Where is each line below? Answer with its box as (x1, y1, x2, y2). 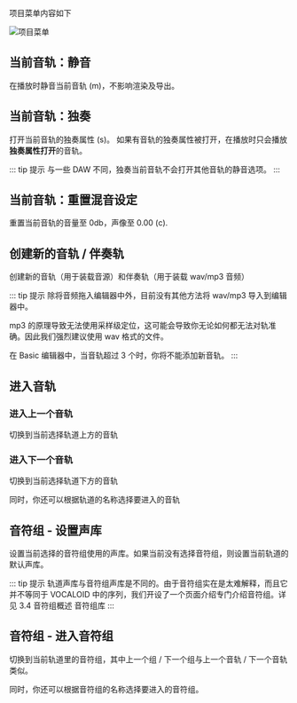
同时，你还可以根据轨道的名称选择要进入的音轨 (9, 494, 180, 505)
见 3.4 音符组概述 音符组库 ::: (9, 600, 115, 611)
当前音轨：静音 (9, 55, 91, 70)
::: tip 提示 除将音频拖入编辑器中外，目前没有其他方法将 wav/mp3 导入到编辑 (9, 290, 288, 301)
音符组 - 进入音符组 (9, 628, 113, 644)
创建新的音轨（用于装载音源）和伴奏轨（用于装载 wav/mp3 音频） (9, 272, 250, 282)
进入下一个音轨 (9, 454, 74, 466)
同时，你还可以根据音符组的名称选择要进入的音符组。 (9, 683, 204, 694)
